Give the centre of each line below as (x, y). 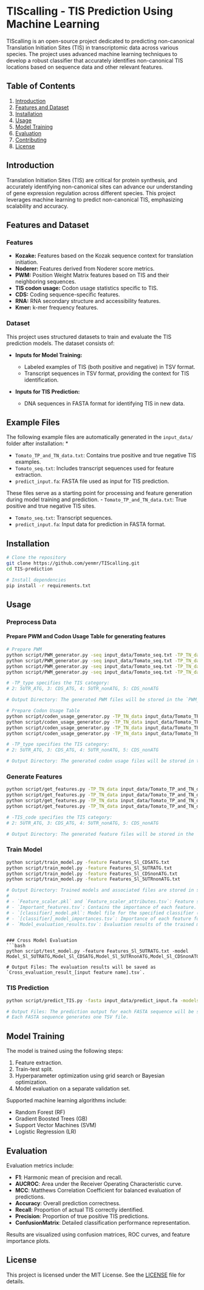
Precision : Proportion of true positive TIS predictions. (82, 1216)
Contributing (31, 140)
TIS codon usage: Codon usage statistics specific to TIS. (87, 288)
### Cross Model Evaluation (42, 941)
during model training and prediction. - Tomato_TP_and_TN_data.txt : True (97, 500)
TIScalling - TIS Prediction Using (90, 11)
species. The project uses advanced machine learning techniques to (92, 54)
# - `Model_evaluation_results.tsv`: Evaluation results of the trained (100, 924)
